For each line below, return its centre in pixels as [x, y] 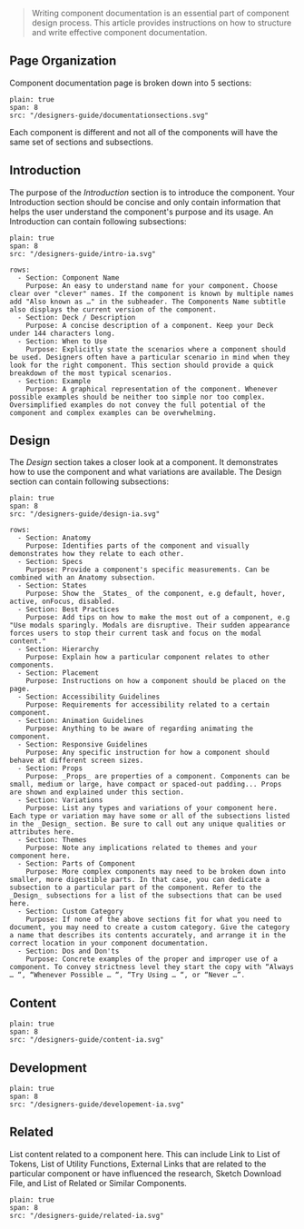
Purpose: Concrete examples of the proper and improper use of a [152, 959]
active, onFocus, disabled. [63, 602]
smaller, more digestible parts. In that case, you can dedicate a [140, 880]
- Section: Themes [53, 840]
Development [49, 1068]
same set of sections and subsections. [82, 142]
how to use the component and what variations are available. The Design [146, 472]
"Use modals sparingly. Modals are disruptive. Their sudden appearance [150, 626]
